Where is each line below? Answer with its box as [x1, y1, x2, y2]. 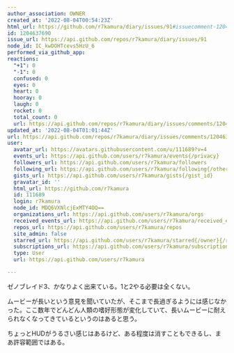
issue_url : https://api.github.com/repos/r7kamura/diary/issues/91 [7, 36, 208, 43]
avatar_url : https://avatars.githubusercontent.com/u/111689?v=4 [13, 146, 208, 153]
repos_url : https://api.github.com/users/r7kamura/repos [13, 223, 182, 230]
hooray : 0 [13, 95, 42, 102]
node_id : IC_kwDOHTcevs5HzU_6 [7, 42, 95, 49]
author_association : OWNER [7, 10, 86, 17]
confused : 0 [13, 74, 49, 82]
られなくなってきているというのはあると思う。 [7, 314, 141, 322]
